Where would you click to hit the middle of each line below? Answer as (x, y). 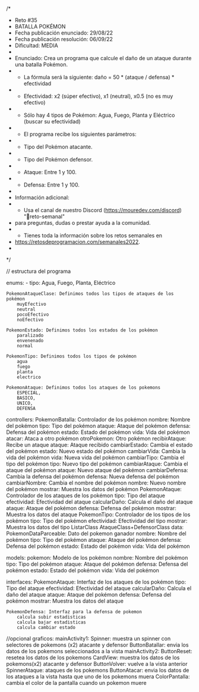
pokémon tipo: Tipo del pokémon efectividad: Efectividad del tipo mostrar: (97, 521)
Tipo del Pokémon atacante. (58, 147)
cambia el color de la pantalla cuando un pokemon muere (76, 683)
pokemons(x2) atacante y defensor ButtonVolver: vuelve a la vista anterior (97, 664)
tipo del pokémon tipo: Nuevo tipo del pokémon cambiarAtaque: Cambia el (97, 464)
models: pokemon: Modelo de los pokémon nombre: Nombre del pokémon (97, 558)
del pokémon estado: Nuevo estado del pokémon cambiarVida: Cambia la (96, 451)
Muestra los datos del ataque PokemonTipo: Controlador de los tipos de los (98, 514)
